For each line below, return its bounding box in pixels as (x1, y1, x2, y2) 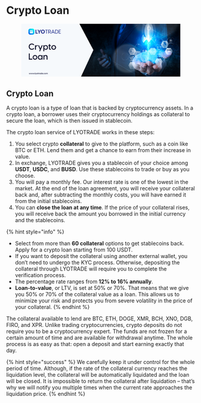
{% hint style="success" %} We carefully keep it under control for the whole (6, 358, 195, 365)
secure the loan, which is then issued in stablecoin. (6, 117, 133, 124)
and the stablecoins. (14, 216, 65, 223)
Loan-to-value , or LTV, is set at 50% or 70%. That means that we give (14, 284, 189, 291)
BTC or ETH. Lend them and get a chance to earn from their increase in (14, 146, 191, 153)
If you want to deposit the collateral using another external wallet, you (14, 252, 188, 259)
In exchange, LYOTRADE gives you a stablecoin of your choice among (14, 159, 188, 166)
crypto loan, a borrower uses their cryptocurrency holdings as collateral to (6, 110, 190, 117)
